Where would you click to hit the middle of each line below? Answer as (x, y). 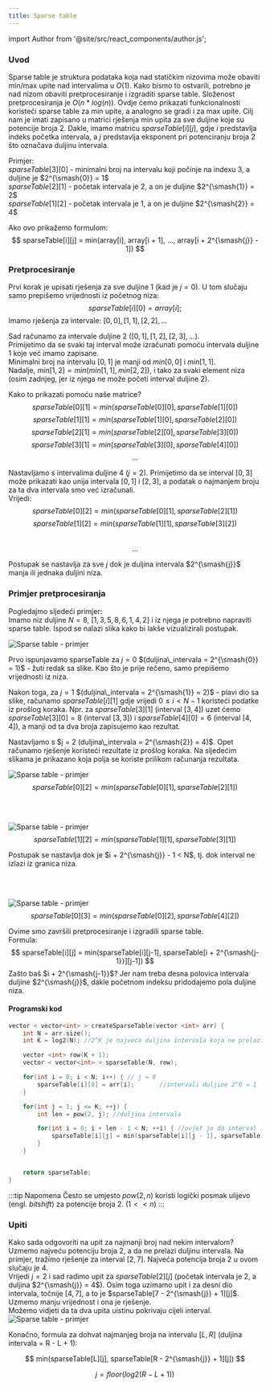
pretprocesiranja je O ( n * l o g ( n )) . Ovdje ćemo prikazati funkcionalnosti (125, 102)
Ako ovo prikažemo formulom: (58, 227)
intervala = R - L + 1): (43, 1344)
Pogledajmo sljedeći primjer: (55, 611)
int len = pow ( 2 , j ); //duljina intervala (109, 1114)
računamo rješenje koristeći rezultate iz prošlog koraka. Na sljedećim (123, 750)
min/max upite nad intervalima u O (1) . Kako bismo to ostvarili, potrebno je (130, 85)
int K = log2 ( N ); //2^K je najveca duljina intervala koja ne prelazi (143, 1041)
